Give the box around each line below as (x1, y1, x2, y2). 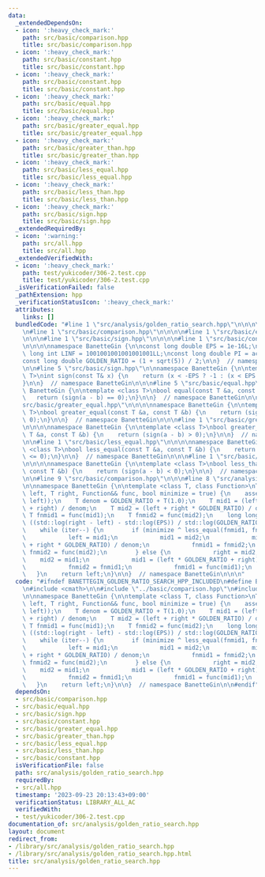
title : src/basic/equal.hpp (22, 108, 114, 115)
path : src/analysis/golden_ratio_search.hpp (15, 769, 164, 777)
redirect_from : (8, 835, 58, 843)
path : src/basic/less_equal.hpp (22, 166, 129, 174)
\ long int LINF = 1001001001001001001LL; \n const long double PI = (22, 350, 248, 358)
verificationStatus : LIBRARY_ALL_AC (15, 798, 136, 807)
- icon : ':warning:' (15, 232, 83, 240)
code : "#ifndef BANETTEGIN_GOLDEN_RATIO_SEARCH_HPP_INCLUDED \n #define (15, 578, 252, 586)
